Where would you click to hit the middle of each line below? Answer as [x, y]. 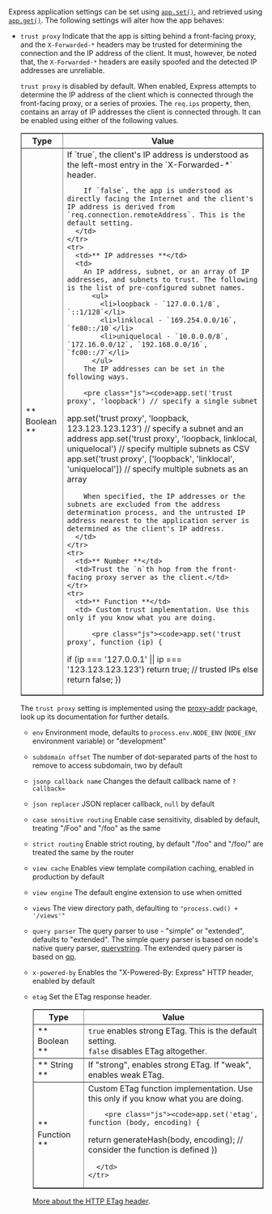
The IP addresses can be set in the [154, 369]
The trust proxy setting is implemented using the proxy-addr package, [139, 708]
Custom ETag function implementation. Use [170, 1088]
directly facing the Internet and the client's [160, 199]
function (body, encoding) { [144, 1122]
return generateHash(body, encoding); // [166, 1139]
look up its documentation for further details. [95, 717]
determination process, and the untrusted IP [156, 512]
